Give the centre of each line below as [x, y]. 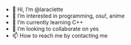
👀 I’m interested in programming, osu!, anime [68, 16]
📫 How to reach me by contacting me [60, 36]
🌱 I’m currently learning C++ [48, 22]
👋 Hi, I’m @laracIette [38, 9]
